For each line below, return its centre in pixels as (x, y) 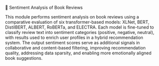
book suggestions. (24, 58)
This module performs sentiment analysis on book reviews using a (72, 17)
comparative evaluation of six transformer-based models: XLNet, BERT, (77, 22)
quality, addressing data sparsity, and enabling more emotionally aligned (78, 53)
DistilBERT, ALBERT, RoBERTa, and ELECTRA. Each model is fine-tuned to (79, 27)
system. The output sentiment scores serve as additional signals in (72, 43)
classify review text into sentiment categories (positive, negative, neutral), (80, 32)
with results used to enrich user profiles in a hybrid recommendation (74, 37)
